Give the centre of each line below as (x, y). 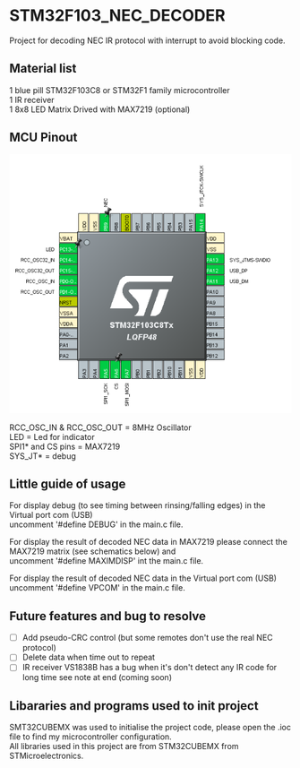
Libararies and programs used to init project (134, 706)
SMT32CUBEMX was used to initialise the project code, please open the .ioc (150, 728)
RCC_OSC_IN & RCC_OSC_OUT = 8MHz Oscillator (101, 427)
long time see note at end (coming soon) (97, 677)
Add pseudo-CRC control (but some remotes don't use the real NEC (147, 638)
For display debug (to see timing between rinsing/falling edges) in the (137, 505)
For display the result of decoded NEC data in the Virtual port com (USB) (143, 578)
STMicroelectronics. (47, 756)
